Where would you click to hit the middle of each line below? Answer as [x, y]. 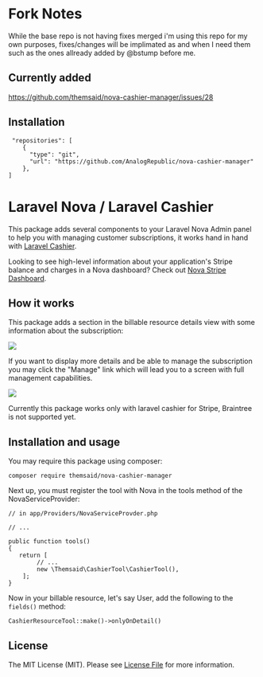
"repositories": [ [42, 140]
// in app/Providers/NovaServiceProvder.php [83, 514]
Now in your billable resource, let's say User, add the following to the [121, 598]
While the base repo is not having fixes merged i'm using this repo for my [128, 36]
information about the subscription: [66, 331]
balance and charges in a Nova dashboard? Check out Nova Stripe [117, 270]
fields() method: [37, 607]
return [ [33, 556]
